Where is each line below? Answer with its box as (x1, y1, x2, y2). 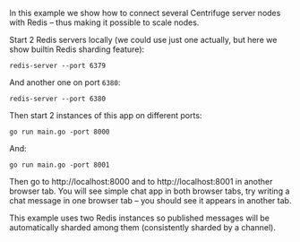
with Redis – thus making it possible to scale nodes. (9, 17, 200, 28)
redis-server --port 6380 (9, 94, 106, 103)
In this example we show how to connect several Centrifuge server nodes (9, 8, 281, 18)
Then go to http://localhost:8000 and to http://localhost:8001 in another (9, 177, 273, 186)
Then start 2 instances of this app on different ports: (9, 110, 202, 120)
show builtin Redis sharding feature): (9, 44, 145, 55)
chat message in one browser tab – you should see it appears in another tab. (9, 195, 292, 205)
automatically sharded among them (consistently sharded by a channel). (9, 222, 276, 232)
